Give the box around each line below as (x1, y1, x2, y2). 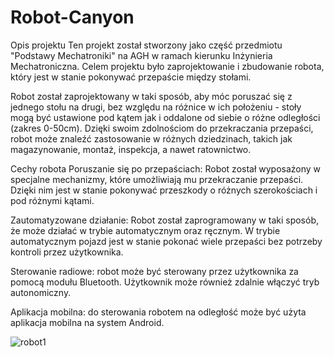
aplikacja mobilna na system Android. (10, 316, 165, 328)
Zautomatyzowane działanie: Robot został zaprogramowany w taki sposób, (10, 214, 319, 226)
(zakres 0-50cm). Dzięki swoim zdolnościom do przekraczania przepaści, (10, 122, 314, 134)
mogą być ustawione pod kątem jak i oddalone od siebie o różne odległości (10, 111, 321, 123)
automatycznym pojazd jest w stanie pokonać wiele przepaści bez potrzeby (10, 235, 323, 247)
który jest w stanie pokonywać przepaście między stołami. (10, 71, 252, 83)
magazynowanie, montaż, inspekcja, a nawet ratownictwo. (10, 143, 252, 155)
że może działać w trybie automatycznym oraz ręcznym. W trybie (10, 224, 281, 236)
